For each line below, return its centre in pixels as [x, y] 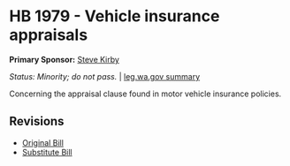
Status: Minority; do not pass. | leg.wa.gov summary [105, 76]
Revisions [37, 121]
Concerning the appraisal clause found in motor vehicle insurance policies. [145, 94]
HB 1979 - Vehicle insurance [114, 16]
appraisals [49, 35]
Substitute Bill [47, 152]
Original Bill [43, 142]
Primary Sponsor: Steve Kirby [64, 59]
